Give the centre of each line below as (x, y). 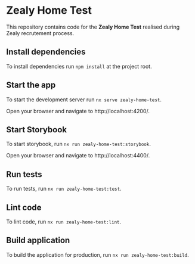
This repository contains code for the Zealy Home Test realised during (93, 27)
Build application (38, 240)
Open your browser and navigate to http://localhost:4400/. (78, 156)
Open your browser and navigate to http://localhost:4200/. (78, 111)
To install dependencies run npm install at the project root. (79, 66)
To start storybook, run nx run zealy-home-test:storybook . (78, 144)
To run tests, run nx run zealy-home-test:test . (64, 189)
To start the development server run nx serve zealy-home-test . (84, 100)
